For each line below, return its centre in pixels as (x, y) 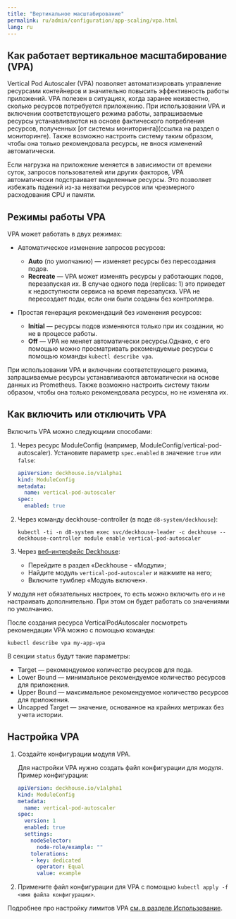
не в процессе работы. (62, 334)
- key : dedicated (56, 860)
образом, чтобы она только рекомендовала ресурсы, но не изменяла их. (118, 392)
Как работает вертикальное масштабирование (117, 55)
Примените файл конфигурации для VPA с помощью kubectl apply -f (123, 887)
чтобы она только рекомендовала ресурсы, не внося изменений (105, 144)
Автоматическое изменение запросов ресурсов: (91, 247)
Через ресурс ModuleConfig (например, (78, 445)
